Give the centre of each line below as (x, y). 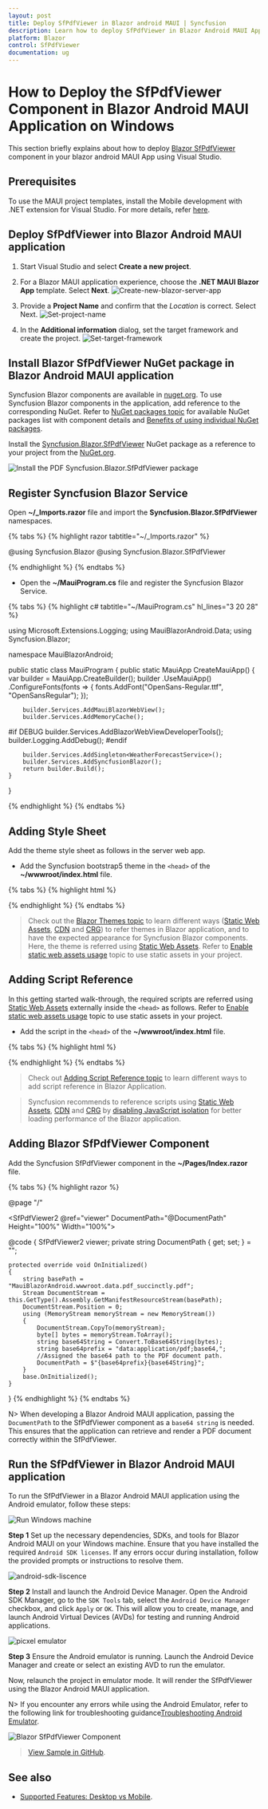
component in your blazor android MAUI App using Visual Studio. (115, 156)
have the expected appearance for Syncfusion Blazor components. (138, 938)
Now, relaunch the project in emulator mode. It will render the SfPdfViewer (130, 1681)
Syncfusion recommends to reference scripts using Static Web (131, 1101)
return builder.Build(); (64, 769)
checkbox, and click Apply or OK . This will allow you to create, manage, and (131, 1609)
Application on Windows (91, 126)
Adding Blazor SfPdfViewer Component (109, 1144)
